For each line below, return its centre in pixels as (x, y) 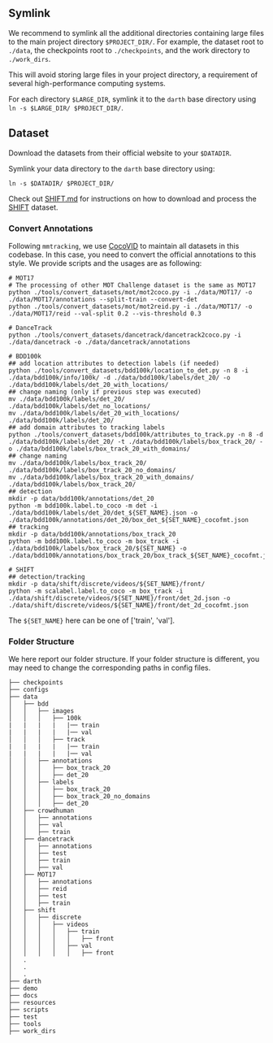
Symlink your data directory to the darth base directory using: (112, 168)
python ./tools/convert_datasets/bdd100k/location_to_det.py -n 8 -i (129, 370)
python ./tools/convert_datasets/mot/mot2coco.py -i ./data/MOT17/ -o (130, 292)
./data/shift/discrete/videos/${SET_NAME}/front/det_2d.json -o (119, 598)
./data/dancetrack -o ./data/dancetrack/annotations (100, 342)
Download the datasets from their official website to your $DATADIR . (120, 153)
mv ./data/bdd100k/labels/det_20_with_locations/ (94, 413)
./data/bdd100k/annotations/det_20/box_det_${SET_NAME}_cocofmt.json (129, 519)
